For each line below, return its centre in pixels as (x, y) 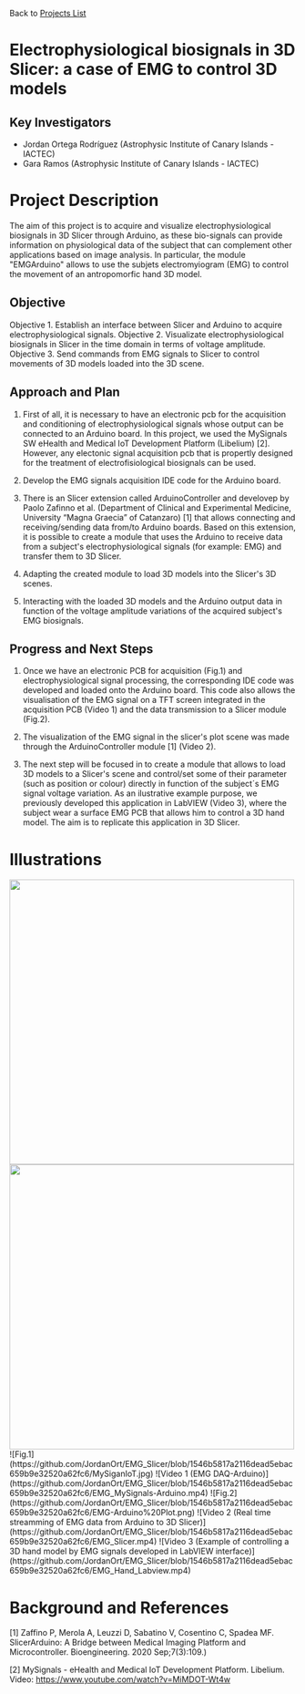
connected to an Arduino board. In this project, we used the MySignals (155, 433)
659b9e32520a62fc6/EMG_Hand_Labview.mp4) (100, 1571)
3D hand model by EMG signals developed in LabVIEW (112, 1551)
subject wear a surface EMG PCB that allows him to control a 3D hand (153, 813)
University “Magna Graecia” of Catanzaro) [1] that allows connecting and (159, 517)
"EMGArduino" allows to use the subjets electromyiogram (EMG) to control (149, 264)
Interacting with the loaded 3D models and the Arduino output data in (152, 601)
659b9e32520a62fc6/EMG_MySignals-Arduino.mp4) (109, 1493)
